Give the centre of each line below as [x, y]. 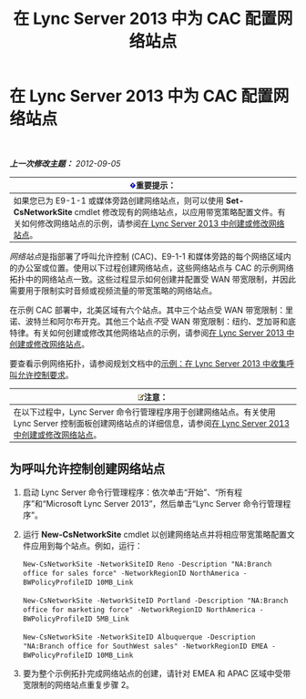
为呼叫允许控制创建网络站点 [87, 469]
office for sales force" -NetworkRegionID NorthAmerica [131, 574]
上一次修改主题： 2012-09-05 [65, 163]
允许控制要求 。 [45, 375]
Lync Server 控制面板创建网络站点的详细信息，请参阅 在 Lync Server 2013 [151, 423]
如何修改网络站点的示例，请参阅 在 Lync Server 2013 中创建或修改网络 [153, 223]
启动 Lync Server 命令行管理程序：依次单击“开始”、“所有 [128, 492]
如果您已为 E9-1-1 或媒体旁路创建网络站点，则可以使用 [119, 200]
